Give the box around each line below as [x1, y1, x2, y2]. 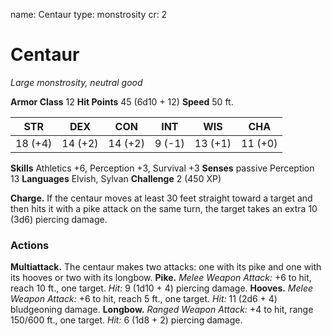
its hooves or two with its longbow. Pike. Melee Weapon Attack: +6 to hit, [10, 272, 312, 284]
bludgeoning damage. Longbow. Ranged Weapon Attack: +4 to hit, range [10, 304, 314, 316]
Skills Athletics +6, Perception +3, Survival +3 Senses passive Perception [10, 162, 315, 174]
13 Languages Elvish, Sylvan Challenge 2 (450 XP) [10, 172, 222, 184]
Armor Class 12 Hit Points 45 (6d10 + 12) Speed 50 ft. [10, 95, 234, 108]
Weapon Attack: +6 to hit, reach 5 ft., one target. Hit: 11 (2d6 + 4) [10, 293, 278, 305]
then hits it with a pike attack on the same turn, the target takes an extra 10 [10, 202, 318, 214]
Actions [10, 238, 50, 252]
